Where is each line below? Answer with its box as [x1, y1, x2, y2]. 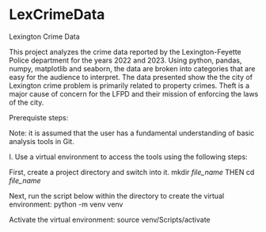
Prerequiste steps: [9, 112, 69, 122]
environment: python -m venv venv [9, 200, 123, 209]
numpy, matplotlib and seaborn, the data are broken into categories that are [9, 63, 256, 73]
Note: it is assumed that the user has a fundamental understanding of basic [9, 128, 255, 138]
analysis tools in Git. [9, 136, 74, 146]
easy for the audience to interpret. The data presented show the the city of [9, 72, 253, 82]
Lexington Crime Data [9, 32, 80, 41]
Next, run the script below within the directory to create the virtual [9, 191, 225, 200]
